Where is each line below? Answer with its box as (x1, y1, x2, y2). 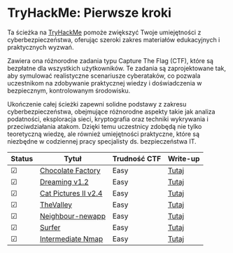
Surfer (39, 222, 61, 232)
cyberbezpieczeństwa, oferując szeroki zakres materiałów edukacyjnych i (7, 35, 220, 43)
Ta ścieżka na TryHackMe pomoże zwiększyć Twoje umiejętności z (7, 28, 202, 36)
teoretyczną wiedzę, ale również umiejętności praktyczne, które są (7, 130, 200, 138)
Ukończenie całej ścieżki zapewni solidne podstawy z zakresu (7, 100, 187, 108)
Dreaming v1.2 (39, 177, 89, 186)
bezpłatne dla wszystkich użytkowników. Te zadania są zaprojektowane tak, (7, 64, 226, 72)
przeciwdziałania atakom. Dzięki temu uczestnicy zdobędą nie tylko (7, 122, 202, 130)
